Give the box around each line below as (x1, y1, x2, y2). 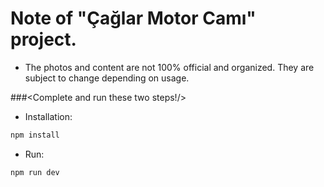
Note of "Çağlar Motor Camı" (10, 7, 257, 30)
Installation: (24, 110, 73, 122)
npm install (10, 130, 60, 140)
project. (10, 28, 77, 51)
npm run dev (10, 167, 60, 177)
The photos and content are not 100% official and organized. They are (24, 61, 315, 73)
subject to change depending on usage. (24, 72, 190, 84)
